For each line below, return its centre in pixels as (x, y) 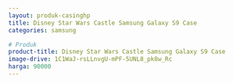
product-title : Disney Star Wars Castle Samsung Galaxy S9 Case (117, 52)
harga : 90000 (30, 67)
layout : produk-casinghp (49, 15)
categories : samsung (43, 30)
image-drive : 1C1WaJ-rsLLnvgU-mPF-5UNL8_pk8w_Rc (90, 59)
